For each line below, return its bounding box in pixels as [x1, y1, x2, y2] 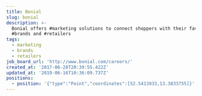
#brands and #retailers [11, 31, 71, 37]
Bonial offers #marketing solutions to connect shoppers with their [11, 25, 187, 32]
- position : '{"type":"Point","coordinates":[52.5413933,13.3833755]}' [11, 81, 195, 87]
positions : [6, 75, 34, 81]
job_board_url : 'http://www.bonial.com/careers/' [6, 58, 133, 64]
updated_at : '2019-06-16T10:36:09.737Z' [6, 70, 109, 76]
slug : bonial [6, 14, 39, 20]
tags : [6, 36, 20, 42]
